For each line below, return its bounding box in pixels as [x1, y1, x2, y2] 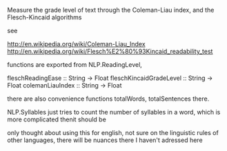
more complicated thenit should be [7, 115, 107, 123]
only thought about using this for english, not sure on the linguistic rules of [7, 129, 219, 137]
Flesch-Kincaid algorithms [7, 13, 82, 21]
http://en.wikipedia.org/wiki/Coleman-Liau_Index [7, 40, 146, 48]
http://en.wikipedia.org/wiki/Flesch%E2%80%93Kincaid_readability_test [7, 48, 213, 55]
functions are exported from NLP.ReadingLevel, [7, 61, 143, 68]
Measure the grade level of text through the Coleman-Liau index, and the [7, 6, 215, 14]
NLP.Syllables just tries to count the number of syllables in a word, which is [7, 108, 221, 116]
